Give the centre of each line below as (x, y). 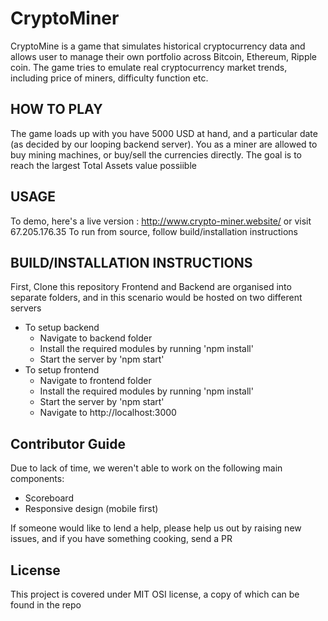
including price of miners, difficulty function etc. (109, 78)
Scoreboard (49, 498)
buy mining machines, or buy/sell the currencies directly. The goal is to (156, 154)
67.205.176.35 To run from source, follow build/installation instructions (154, 231)
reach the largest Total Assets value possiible (103, 165)
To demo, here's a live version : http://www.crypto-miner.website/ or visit (161, 221)
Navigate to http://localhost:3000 (108, 413)
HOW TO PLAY (56, 109)
